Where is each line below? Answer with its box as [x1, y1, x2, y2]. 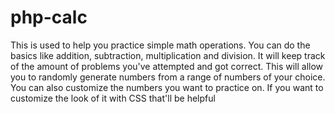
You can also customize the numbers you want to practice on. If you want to [10, 81, 324, 93]
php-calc [10, 6, 88, 29]
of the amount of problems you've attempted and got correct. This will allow [10, 60, 324, 72]
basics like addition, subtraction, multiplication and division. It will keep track [10, 49, 326, 61]
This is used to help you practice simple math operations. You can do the [10, 39, 311, 51]
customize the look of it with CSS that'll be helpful [10, 92, 216, 104]
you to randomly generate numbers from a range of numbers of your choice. [10, 71, 326, 83]
